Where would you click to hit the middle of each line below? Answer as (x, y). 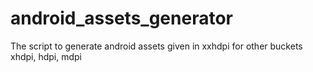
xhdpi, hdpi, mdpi (46, 56)
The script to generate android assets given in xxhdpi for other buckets (156, 46)
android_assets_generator (121, 18)
